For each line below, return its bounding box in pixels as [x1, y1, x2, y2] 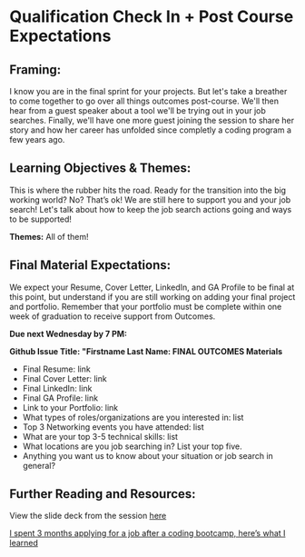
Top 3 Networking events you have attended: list [22, 421, 204, 433]
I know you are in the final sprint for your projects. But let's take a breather [9, 86, 288, 96]
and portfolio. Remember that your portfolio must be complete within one [9, 301, 282, 312]
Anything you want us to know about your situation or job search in [22, 450, 274, 461]
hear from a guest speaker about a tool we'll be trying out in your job [9, 105, 266, 115]
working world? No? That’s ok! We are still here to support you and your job [9, 194, 291, 205]
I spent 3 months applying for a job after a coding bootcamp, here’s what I [9, 528, 286, 539]
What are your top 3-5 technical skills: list [22, 431, 179, 442]
